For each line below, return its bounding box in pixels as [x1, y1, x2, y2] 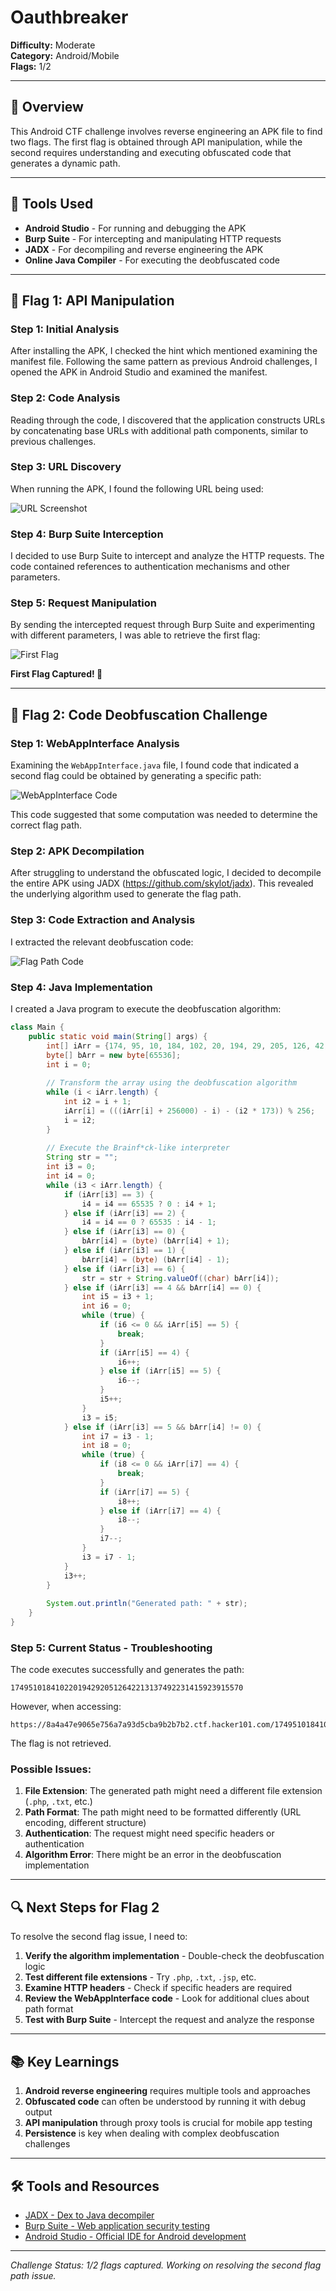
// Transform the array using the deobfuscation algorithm [46, 1078, 298, 1088]
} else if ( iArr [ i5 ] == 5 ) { [99, 1366, 222, 1376]
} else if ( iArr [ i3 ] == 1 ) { [63, 1246, 186, 1256]
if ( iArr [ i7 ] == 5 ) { [99, 1487, 190, 1497]
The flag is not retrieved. [10, 1737, 112, 1750]
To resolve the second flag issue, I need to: [10, 1931, 188, 1943]
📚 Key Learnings [10, 2053, 120, 2070]
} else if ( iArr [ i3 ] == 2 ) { [63, 1208, 186, 1218]
